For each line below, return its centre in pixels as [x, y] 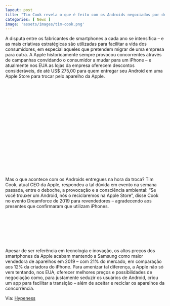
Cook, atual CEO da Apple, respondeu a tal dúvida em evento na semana [81, 185]
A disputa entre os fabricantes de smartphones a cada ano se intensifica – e [84, 39]
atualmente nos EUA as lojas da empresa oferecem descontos [70, 65]
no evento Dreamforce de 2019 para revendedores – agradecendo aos [78, 201]
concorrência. [20, 288]
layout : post [19, 10]
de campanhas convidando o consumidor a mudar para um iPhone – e [78, 60]
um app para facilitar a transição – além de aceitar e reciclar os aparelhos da [85, 283]
